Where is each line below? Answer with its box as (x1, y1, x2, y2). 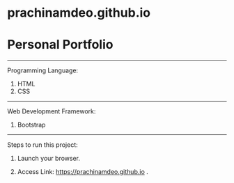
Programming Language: (7, 66, 79, 74)
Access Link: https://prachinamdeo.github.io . (17, 168, 148, 176)
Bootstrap (17, 120, 46, 129)
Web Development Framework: (7, 107, 96, 116)
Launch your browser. (17, 154, 81, 163)
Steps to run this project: (7, 141, 78, 149)
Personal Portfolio (7, 37, 114, 53)
